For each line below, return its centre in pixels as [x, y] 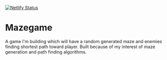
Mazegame [29, 28]
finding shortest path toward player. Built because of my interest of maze [80, 47]
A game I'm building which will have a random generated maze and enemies [84, 41]
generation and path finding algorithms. [46, 52]
